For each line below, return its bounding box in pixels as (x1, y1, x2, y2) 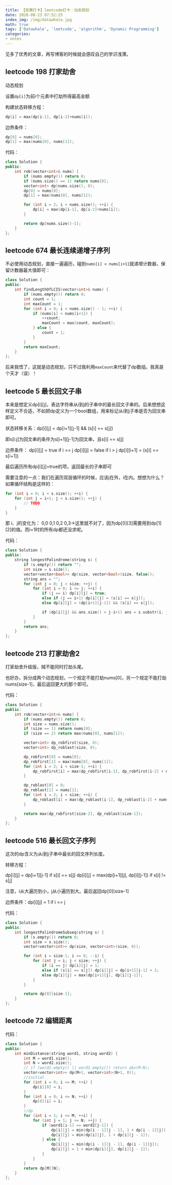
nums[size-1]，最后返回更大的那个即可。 (5, 681, 91, 687)
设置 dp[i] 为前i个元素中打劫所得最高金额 (5, 93, 90, 99)
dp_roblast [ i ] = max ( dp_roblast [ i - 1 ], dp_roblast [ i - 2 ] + (32, 797, 157, 802)
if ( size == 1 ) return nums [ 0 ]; (24, 726, 93, 731)
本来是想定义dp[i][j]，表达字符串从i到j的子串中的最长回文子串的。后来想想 (5, 402, 161, 408)
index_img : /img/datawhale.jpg (5, 17, 72, 22)
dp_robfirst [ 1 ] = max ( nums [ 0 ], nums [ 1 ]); (24, 759, 114, 764)
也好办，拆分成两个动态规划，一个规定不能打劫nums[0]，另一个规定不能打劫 (5, 675, 167, 680)
